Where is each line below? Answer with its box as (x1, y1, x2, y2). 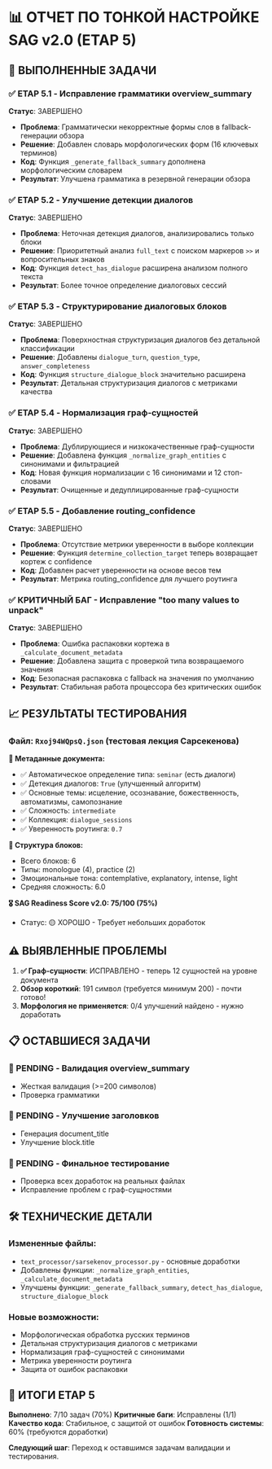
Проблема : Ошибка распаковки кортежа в (20, 638, 170, 649)
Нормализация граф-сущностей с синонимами (20, 1347, 185, 1357)
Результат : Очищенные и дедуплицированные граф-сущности (20, 485, 239, 494)
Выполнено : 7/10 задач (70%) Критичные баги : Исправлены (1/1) (8, 1410, 237, 1419)
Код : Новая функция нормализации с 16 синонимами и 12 (20, 467, 222, 477)
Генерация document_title (20, 1129, 110, 1138)
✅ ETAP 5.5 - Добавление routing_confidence (8, 505, 196, 516)
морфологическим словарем (20, 165, 123, 175)
